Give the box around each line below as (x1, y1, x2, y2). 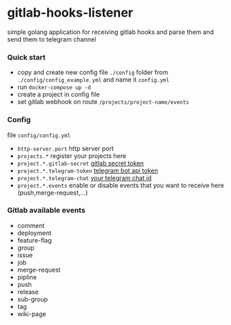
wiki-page (17, 310, 46, 318)
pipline (17, 272, 37, 281)
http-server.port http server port (17, 144, 114, 152)
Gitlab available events (7, 206, 85, 216)
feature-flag (17, 236, 52, 244)
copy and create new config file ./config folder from (17, 68, 169, 77)
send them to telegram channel (7, 35, 96, 43)
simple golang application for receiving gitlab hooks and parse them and (7, 28, 214, 36)
